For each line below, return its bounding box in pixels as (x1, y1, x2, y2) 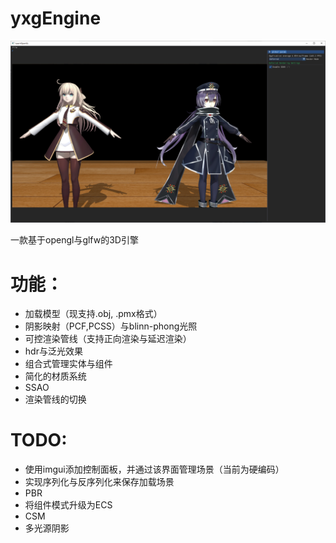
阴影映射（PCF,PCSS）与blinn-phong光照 (24, 320, 198, 332)
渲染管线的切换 (24, 393, 87, 406)
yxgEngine (10, 7, 102, 30)
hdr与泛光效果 (24, 345, 83, 357)
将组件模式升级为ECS (24, 499, 113, 511)
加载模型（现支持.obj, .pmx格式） (24, 308, 163, 320)
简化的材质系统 (24, 370, 87, 382)
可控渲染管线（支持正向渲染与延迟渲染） (24, 333, 192, 345)
